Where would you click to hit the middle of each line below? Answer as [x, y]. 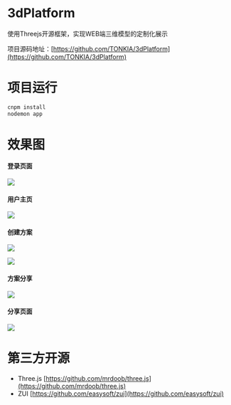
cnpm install [27, 107]
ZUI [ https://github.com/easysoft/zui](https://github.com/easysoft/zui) [120, 394]
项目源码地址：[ [31, 48]
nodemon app [25, 114]
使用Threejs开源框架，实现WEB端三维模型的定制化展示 [88, 33]
